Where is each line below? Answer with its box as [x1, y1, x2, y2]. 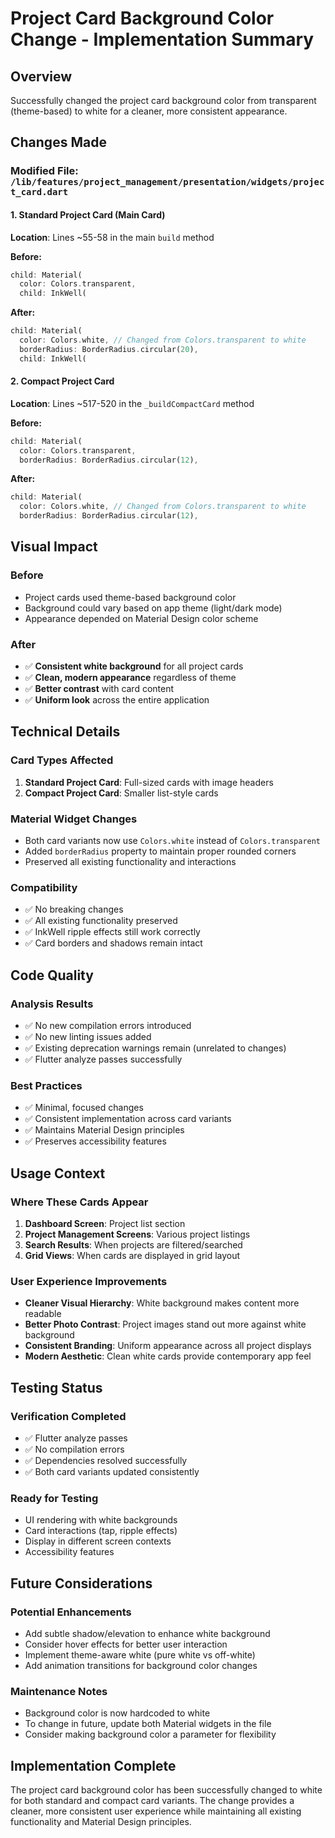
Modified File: [10, 164, 79, 178]
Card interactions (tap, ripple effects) [24, 1525, 178, 1537]
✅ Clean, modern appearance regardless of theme [24, 672, 237, 684]
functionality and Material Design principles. [10, 1816, 192, 1828]
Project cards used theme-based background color [24, 591, 237, 603]
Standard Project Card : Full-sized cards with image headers [24, 776, 274, 788]
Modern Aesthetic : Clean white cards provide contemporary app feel [24, 1350, 312, 1362]
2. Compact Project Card [10, 375, 115, 387]
